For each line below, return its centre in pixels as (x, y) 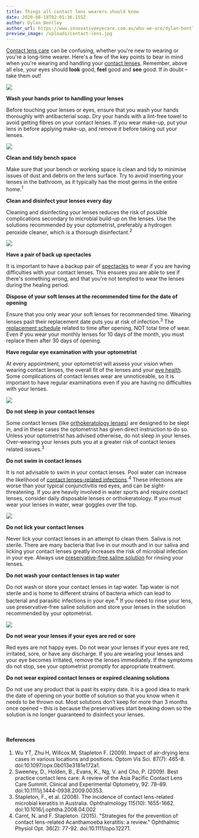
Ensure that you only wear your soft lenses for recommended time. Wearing (99, 315)
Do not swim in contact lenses (44, 461)
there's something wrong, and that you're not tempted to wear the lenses (95, 279)
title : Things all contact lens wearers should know (73, 12)
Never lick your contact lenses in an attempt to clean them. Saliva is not (93, 539)
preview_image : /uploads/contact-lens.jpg (59, 34)
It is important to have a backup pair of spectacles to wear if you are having (98, 266)
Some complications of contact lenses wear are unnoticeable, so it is (90, 376)
